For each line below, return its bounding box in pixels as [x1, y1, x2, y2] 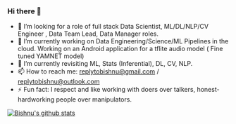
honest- [197, 85, 220, 94]
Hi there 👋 [7, 6, 42, 16]
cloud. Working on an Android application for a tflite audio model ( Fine [17, 45, 223, 53]
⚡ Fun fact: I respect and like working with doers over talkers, [17, 85, 196, 94]
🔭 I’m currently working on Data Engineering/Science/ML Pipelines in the [17, 37, 229, 46]
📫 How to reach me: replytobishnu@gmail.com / [17, 67, 160, 76]
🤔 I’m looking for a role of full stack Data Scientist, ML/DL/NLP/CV [17, 22, 209, 31]
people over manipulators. [56, 95, 132, 104]
